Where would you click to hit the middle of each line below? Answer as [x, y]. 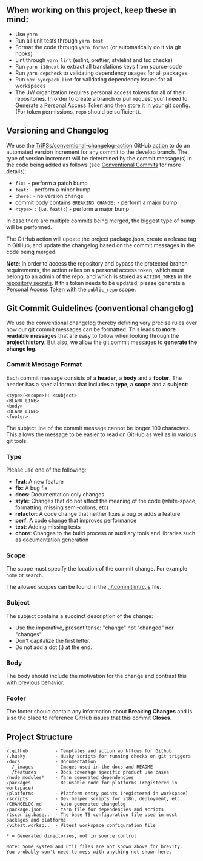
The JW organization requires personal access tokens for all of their [100, 92]
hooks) [24, 53]
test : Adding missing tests [48, 527]
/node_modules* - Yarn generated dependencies [70, 778]
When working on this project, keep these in [92, 10]
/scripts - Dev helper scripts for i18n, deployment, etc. [95, 799]
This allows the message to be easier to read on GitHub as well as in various [101, 434]
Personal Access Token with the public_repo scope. [71, 289]
